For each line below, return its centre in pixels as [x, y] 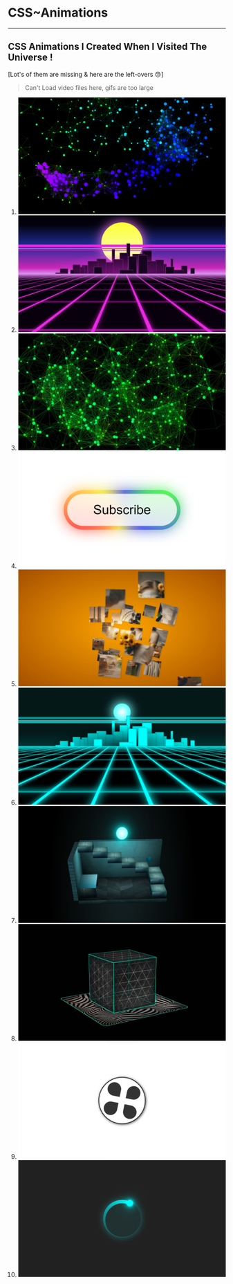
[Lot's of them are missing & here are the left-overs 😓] [86, 74]
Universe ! [30, 58]
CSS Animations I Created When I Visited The [108, 47]
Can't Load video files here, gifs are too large [89, 87]
